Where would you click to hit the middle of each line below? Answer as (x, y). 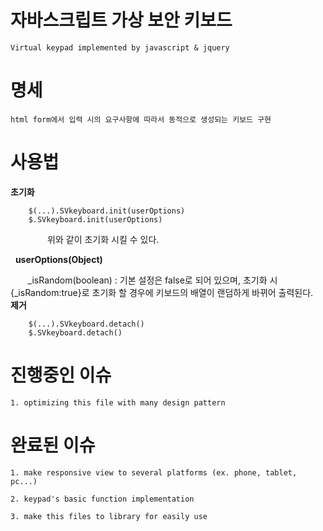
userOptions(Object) (58, 259)
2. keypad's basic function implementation (102, 499)
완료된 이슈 (53, 445)
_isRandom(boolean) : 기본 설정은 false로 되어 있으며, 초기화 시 (152, 280)
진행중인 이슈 (61, 375)
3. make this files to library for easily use (109, 516)
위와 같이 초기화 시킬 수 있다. (103, 239)
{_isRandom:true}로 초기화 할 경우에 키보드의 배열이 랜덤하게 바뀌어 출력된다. (162, 292)
